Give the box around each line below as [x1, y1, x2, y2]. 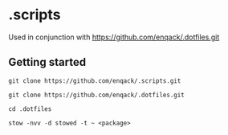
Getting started [8, 55, 87, 69]
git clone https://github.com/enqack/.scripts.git [8, 76, 181, 85]
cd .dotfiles [8, 104, 52, 113]
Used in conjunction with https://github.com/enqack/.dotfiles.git [8, 32, 220, 42]
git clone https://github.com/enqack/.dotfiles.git [8, 91, 185, 99]
